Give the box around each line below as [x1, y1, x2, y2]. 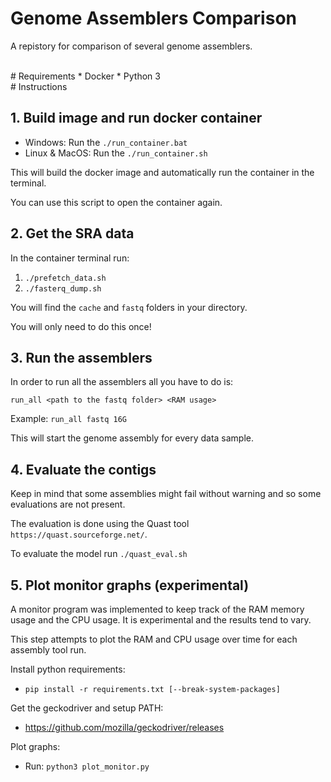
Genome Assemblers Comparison [10, 7, 297, 30]
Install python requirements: [10, 663, 126, 675]
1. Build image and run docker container [10, 110, 263, 127]
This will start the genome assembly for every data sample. [10, 432, 255, 444]
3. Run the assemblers [10, 349, 153, 366]
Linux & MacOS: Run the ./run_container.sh [24, 147, 208, 159]
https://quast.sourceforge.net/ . [10, 528, 148, 541]
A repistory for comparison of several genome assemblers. [10, 40, 253, 52]
